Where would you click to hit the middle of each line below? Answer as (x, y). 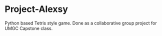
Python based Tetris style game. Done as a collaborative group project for (81, 23)
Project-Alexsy (36, 9)
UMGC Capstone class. (29, 28)
